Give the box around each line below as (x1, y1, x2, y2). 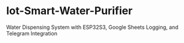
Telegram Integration (6, 29, 58, 37)
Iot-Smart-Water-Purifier (6, 4, 133, 18)
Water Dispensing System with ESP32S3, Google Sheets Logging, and (6, 24, 179, 31)
